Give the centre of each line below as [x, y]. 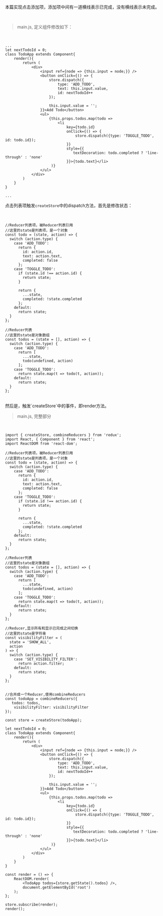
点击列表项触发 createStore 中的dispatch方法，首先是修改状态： [69, 205]
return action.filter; [41, 664]
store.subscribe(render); [31, 905]
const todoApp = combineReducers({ [41, 699]
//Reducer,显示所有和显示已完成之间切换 [42, 628]
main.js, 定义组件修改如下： [45, 27]
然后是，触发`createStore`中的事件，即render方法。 [57, 406]
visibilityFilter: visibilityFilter [51, 707]
